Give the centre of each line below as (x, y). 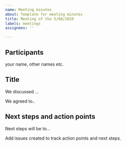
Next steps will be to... (28, 128)
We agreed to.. (20, 101)
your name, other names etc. (35, 64)
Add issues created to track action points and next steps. (63, 138)
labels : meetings (23, 23)
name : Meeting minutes (28, 10)
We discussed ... (22, 91)
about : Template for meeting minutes (44, 14)
